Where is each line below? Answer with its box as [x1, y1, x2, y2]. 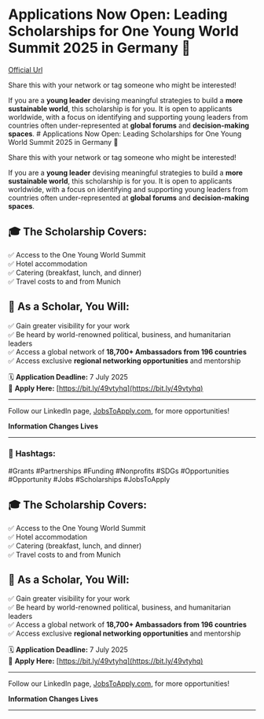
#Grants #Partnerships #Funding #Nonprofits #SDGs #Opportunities [8, 466, 229, 476]
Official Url [8, 65, 43, 74]
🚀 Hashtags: [8, 448, 57, 459]
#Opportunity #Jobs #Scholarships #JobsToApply [8, 474, 170, 484]
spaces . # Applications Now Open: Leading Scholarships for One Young [8, 128, 242, 139]
